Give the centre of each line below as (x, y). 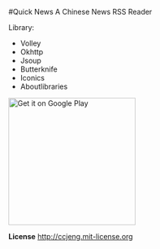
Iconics (32, 78)
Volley (30, 43)
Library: (22, 27)
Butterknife (39, 69)
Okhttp (32, 52)
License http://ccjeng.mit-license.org (71, 236)
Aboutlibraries (44, 86)
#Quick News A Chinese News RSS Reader (80, 12)
